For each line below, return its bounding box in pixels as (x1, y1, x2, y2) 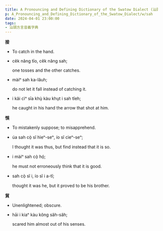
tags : (5, 20, 16, 26)
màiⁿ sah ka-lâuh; (12, 77, 48, 83)
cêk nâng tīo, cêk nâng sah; (12, 58, 68, 64)
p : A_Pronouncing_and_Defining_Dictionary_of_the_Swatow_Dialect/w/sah (5, 12, 153, 16)
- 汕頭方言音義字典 (5, 25, 39, 30)
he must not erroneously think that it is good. (12, 163, 102, 169)
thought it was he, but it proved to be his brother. (12, 183, 110, 189)
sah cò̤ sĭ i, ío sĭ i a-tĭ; (12, 173, 55, 179)
